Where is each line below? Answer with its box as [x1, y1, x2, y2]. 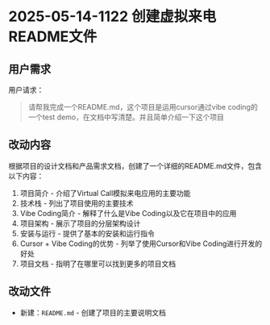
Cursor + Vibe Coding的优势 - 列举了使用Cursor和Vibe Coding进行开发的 [19, 239, 263, 248]
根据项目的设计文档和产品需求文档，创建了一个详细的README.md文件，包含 [8, 160, 263, 170]
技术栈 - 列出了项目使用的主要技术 [19, 198, 135, 208]
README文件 [8, 27, 98, 46]
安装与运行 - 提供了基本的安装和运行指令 [19, 228, 156, 238]
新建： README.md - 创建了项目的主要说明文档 [19, 307, 167, 317]
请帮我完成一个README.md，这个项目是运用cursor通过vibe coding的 [27, 102, 258, 111]
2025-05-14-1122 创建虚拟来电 [8, 7, 217, 26]
